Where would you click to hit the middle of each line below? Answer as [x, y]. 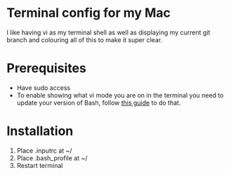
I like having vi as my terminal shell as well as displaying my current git [108, 32]
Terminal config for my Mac [89, 13]
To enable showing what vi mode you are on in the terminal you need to [120, 95]
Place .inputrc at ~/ [44, 150]
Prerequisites [47, 69]
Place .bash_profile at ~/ [52, 158]
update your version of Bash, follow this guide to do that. [99, 103]
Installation [40, 131]
